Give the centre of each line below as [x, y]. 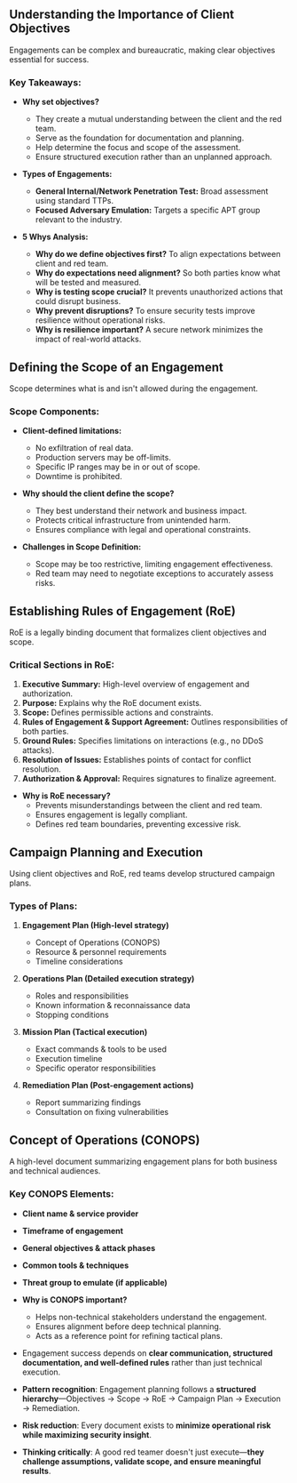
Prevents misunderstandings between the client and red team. [149, 806]
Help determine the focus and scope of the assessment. [138, 148]
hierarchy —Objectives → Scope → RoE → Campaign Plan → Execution [151, 1399]
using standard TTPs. [74, 201]
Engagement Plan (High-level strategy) [96, 926]
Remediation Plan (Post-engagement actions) [108, 1086]
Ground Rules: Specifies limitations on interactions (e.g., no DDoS [143, 741]
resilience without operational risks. [100, 320]
